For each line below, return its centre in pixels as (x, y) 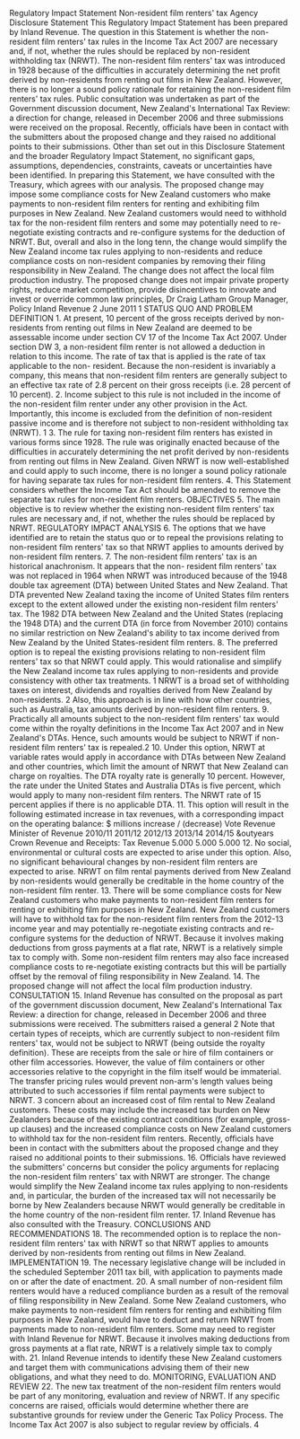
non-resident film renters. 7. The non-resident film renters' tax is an (133, 557)
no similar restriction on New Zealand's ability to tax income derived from (145, 633)
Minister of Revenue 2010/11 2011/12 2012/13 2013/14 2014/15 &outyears (142, 833)
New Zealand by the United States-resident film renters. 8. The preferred (144, 642)
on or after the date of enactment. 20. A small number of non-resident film (146, 1281)
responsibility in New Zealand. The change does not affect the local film (142, 270)
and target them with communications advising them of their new (129, 1367)
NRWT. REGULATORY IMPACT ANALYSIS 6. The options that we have (137, 528)
